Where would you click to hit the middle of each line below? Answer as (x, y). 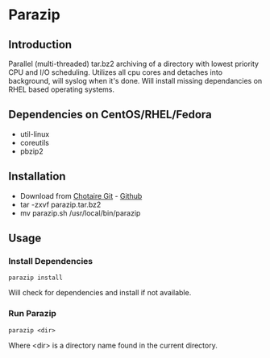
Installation (37, 177)
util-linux (35, 134)
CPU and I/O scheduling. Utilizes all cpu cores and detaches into (116, 72)
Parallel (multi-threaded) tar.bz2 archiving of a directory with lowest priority (134, 64)
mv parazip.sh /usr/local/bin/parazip (80, 213)
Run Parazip (32, 314)
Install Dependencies (51, 261)
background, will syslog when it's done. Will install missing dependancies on (135, 81)
